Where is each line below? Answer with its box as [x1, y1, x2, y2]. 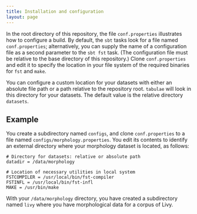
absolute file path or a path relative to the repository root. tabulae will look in [6, 85, 192, 92]
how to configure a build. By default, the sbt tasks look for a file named [6, 36, 178, 43]
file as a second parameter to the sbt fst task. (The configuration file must [6, 49, 188, 56]
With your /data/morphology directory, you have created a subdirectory [6, 195, 178, 202]
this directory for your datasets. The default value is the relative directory [6, 91, 183, 98]
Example [6, 114, 39, 124]
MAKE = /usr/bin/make [6, 185, 59, 191]
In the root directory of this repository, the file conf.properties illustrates [6, 30, 182, 37]
